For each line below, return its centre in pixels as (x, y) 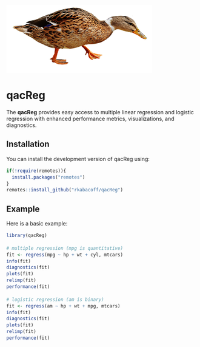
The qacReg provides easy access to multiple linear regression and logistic (100, 112)
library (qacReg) (27, 236)
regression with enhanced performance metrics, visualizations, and (90, 119)
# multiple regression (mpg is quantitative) (65, 248)
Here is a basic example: (37, 224)
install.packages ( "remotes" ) (48, 177)
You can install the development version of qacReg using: (78, 159)
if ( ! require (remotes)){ (36, 171)
